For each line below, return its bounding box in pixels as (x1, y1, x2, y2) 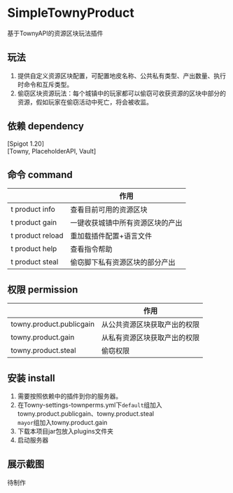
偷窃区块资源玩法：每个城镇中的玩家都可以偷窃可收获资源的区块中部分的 (17, 89, 226, 97)
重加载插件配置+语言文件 (70, 231, 153, 241)
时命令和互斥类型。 (17, 80, 73, 88)
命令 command (7, 168, 73, 180)
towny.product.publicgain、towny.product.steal (17, 410, 155, 418)
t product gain (10, 217, 57, 227)
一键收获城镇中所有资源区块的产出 (70, 218, 183, 228)
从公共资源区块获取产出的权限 (101, 320, 200, 330)
